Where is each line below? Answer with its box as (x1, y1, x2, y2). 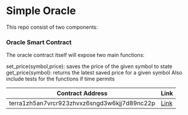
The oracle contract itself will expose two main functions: (6, 52, 145, 59)
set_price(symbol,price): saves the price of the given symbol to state (6, 63, 173, 70)
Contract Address (56, 89, 108, 97)
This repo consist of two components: (6, 23, 98, 31)
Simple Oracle (6, 4, 76, 18)
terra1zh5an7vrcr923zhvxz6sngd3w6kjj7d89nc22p (9, 99, 156, 107)
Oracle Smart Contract (6, 38, 72, 46)
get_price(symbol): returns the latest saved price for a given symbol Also (6, 69, 183, 76)
